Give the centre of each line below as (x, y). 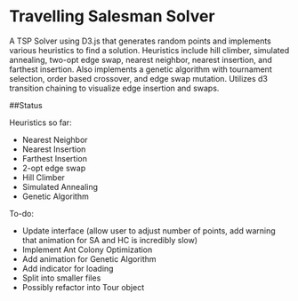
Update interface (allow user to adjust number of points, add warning (149, 230)
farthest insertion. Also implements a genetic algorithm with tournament (141, 69)
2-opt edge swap (54, 168)
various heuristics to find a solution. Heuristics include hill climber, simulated (149, 50)
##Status (26, 105)
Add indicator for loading (68, 268)
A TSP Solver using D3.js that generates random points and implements (140, 41)
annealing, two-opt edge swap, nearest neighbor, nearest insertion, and (141, 59)
